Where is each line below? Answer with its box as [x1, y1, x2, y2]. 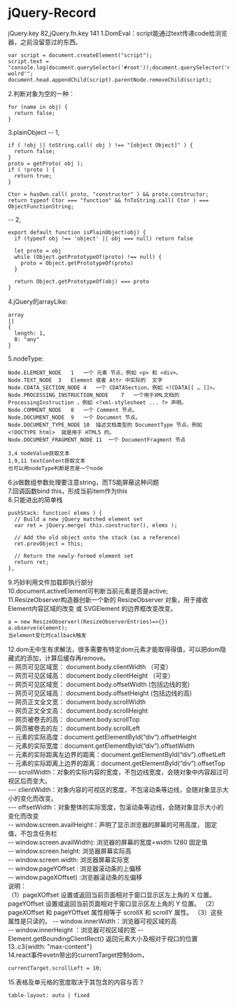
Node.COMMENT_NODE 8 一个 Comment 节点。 [8, 406, 138, 413]
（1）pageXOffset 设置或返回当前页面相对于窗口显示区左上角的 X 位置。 [8, 890, 216, 899]
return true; [14, 172, 53, 180]
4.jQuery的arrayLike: [8, 297, 68, 306]
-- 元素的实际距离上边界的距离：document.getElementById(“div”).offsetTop [8, 759, 225, 767]
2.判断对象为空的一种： [8, 89, 76, 98]
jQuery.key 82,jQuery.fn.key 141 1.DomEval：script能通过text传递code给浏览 [8, 29, 228, 37]
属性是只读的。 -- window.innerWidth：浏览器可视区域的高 [8, 917, 177, 925]
